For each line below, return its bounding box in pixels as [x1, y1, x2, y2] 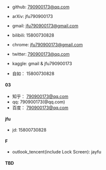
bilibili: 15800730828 [12, 32, 55, 38]
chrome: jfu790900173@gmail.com [12, 41, 83, 47]
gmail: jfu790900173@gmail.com [12, 22, 79, 29]
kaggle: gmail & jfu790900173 [12, 60, 72, 66]
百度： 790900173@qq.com [12, 105, 68, 111]
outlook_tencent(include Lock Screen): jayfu [12, 149, 102, 155]
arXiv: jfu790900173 [12, 13, 53, 19]
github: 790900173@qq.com [12, 4, 70, 10]
